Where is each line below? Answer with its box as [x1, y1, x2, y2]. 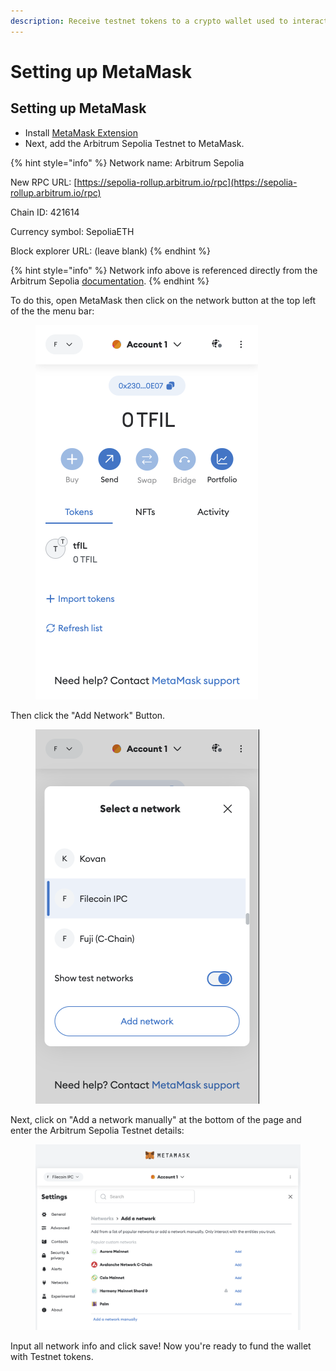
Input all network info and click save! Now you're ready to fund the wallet [10, 1340, 312, 1352]
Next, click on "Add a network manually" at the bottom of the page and [10, 1113, 302, 1125]
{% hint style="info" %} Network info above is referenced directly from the [10, 264, 318, 276]
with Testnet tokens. [10, 1351, 94, 1363]
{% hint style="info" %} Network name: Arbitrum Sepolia [10, 156, 245, 169]
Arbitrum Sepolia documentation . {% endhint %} [10, 275, 210, 287]
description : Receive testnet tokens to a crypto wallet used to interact [10, 16, 329, 26]
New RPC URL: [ [10, 176, 78, 188]
